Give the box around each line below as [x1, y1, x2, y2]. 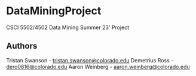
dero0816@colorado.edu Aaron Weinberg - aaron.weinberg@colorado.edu [6, 63, 190, 70]
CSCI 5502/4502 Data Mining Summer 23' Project [6, 24, 130, 31]
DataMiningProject [6, 4, 102, 18]
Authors [6, 41, 38, 51]
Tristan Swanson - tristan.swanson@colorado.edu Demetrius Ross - [6, 56, 174, 64]
